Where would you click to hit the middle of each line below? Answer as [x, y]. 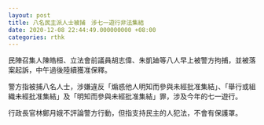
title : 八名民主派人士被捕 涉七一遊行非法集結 [76, 23]
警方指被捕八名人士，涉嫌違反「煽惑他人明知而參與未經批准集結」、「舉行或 [128, 87]
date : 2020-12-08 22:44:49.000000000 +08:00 [82, 30]
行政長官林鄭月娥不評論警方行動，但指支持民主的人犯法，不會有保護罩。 [125, 113]
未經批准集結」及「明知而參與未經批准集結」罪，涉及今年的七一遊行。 [128, 96]
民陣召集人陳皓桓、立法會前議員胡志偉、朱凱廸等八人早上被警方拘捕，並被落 [132, 60]
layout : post [29, 15]
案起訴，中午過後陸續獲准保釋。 [60, 70]
